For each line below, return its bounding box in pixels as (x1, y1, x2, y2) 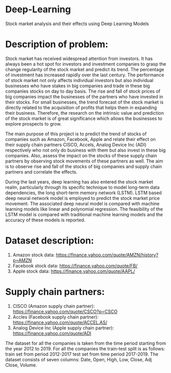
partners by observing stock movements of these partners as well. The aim (5, 158, 163, 164)
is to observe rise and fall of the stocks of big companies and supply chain (5, 163, 162, 170)
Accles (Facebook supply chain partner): (12, 314, 99, 320)
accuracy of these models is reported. (5, 217, 86, 223)
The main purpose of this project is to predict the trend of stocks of (5, 131, 147, 137)
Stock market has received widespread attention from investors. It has (5, 55, 153, 61)
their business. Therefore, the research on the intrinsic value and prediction (5, 110, 164, 116)
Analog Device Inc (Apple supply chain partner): (12, 324, 114, 331)
